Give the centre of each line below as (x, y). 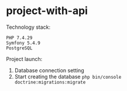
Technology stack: (28, 27)
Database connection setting (49, 70)
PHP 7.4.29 (19, 38)
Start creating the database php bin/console (68, 76)
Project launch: (24, 59)
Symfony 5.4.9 (23, 43)
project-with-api (47, 11)
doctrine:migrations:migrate (50, 82)
